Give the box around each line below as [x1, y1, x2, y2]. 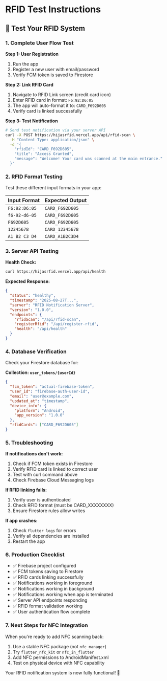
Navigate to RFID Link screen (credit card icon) [12, 91, 111, 98]
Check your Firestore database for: [5, 360, 79, 366]
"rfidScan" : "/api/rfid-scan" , [14, 317, 81, 322]
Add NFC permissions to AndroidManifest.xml [12, 654, 109, 661]
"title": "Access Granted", [14, 151, 74, 157]
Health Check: [5, 259, 37, 266]
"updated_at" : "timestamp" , [10, 398, 70, 404]
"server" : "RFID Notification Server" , [10, 302, 95, 307]
